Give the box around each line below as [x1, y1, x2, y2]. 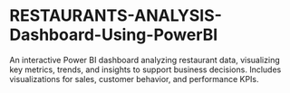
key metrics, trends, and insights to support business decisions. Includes [9, 64, 282, 75]
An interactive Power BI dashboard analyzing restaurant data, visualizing [9, 54, 280, 65]
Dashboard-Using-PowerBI [9, 24, 218, 45]
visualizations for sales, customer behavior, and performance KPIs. [9, 73, 260, 84]
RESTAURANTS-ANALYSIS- [9, 5, 222, 26]
